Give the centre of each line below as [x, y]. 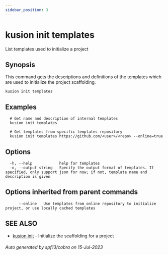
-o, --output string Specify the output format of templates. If [82, 168]
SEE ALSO [21, 223]
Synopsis [20, 64]
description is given [28, 177]
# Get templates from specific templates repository [66, 132]
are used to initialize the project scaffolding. [51, 82]
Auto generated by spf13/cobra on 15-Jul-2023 [54, 247]
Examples [21, 107]
